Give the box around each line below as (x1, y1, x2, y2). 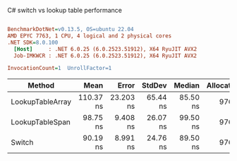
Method (28, 80, 55, 90)
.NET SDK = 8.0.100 (7, 39, 59, 46)
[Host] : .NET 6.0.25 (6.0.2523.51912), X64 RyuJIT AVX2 (13, 45, 197, 52)
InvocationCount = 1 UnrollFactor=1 (7, 65, 112, 72)
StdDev (142, 80, 167, 90)
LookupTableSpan (11, 117, 71, 127)
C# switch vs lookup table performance (7, 6, 122, 14)
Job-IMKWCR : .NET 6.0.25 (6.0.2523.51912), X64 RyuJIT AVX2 (13, 52, 197, 59)
